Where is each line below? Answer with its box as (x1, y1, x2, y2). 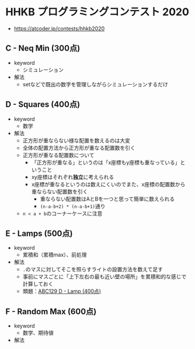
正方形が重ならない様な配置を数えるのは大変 (22, 137, 131, 144)
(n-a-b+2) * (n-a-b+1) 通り (40, 203, 106, 210)
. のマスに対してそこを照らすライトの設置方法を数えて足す (22, 266, 163, 273)
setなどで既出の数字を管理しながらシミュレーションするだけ (22, 81, 168, 88)
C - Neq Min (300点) (5, 43, 81, 53)
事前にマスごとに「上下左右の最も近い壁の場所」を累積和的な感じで (22, 273, 187, 280)
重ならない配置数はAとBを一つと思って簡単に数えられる (40, 195, 175, 202)
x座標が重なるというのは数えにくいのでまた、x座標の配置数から (31, 180, 186, 187)
